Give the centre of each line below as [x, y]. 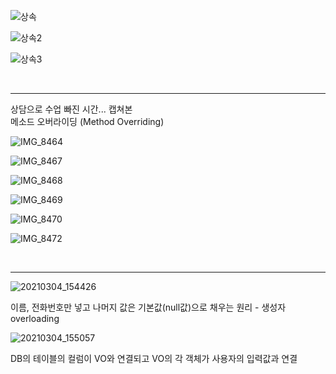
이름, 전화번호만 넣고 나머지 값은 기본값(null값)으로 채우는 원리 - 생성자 [148, 307]
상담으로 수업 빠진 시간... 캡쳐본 [71, 109]
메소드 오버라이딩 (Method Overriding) [87, 121]
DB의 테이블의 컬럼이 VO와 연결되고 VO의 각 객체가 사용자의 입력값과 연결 [154, 358]
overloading [35, 318]
